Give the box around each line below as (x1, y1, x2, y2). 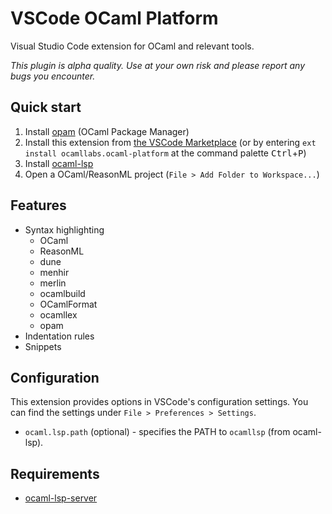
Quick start (10, 99, 82, 116)
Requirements (10, 465, 100, 482)
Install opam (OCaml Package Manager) (24, 125, 190, 137)
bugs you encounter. (10, 70, 96, 82)
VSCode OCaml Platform (10, 7, 219, 30)
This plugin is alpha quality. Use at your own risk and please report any (10, 59, 306, 71)
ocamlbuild (39, 287, 86, 299)
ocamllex (39, 308, 78, 321)
